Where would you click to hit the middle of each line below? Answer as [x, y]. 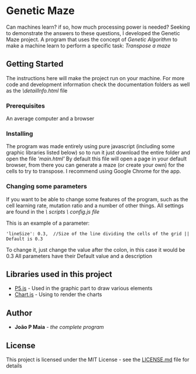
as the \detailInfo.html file [37, 90]
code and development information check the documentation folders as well [98, 84]
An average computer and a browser [50, 119]
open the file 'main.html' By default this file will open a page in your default [97, 159]
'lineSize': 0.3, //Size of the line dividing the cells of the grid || [98, 234]
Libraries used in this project [59, 274]
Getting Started [35, 64]
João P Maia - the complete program [59, 327]
